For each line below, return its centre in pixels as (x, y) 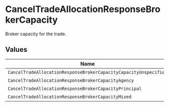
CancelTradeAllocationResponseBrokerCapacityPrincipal (75, 88)
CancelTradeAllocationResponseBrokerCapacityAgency (71, 80)
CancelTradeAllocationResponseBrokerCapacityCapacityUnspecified (88, 72)
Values (16, 49)
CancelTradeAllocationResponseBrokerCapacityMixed (70, 97)
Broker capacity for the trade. (36, 34)
